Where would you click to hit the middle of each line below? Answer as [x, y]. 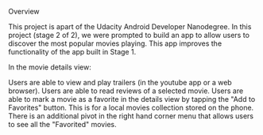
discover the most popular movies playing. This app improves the [115, 43]
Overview [24, 11]
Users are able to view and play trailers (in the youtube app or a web [120, 82]
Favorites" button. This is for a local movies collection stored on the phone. [131, 107]
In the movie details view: [50, 67]
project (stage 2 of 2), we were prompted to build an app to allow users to [129, 35]
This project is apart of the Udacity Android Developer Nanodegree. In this [130, 26]
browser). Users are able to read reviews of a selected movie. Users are [126, 91]
